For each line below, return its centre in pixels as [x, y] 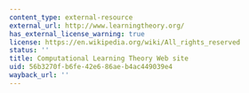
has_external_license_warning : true [77, 34]
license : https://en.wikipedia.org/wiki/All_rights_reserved [125, 42]
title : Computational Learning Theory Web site [99, 58]
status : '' [29, 50]
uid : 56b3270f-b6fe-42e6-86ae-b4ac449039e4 [91, 67]
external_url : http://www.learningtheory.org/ [97, 26]
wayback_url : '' [39, 75]
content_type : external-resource [71, 17]
